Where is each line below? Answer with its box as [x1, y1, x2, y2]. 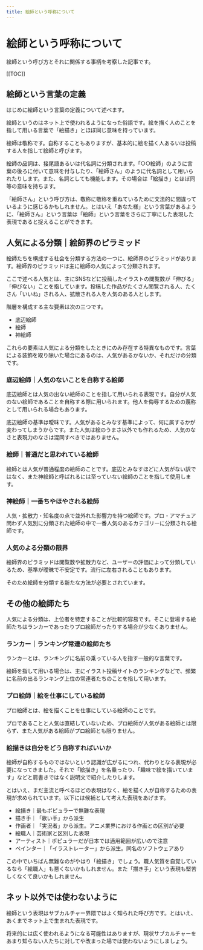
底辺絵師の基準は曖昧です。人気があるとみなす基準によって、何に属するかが [6, 419, 196, 426]
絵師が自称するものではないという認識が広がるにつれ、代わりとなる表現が [6, 759, 192, 766]
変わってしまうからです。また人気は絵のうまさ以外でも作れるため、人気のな [6, 426, 196, 433]
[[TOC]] [6, 70, 25, 77]
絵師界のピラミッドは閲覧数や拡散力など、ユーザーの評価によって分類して [6, 559, 191, 566]
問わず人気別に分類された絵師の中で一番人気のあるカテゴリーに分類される [6, 520, 192, 527]
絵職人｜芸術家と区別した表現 [14, 830, 89, 837]
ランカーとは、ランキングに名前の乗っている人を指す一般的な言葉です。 [6, 655, 185, 662]
